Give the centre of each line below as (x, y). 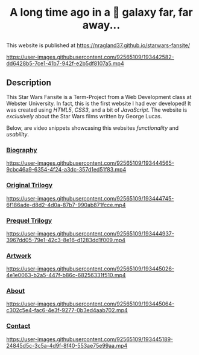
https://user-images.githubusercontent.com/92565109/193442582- (90, 57)
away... (101, 25)
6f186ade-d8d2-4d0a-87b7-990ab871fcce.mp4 (66, 205)
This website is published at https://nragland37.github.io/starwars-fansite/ (98, 45)
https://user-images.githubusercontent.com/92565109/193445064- (90, 304)
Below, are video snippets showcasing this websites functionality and (93, 128)
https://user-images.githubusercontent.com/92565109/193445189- (90, 339)
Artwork (19, 255)
